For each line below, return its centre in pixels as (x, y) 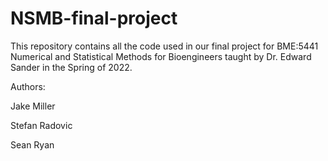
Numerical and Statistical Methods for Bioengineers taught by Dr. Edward (161, 56)
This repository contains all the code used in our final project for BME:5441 (164, 46)
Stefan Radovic (41, 125)
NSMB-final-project (94, 18)
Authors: (28, 86)
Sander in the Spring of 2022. (71, 67)
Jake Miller (33, 106)
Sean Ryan (32, 144)
